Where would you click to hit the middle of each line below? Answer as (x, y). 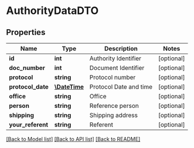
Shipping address (113, 115)
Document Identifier (117, 68)
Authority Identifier (115, 58)
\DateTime (69, 87)
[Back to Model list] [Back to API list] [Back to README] (73, 139)
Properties (26, 32)
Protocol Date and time (121, 87)
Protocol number (113, 77)
